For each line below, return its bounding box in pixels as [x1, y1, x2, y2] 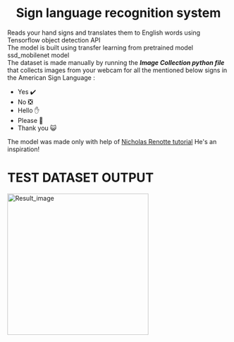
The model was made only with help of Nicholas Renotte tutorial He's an [7, 137, 217, 146]
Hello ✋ [17, 106, 40, 114]
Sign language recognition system [16, 5, 221, 21]
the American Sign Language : [7, 73, 95, 82]
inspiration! [7, 145, 40, 153]
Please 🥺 [17, 116, 44, 124]
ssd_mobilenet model [7, 51, 70, 59]
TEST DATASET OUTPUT [7, 170, 154, 186]
